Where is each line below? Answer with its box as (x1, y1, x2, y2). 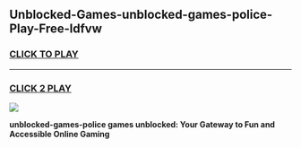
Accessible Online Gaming (9, 128, 110, 139)
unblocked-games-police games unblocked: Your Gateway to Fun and (9, 118, 276, 129)
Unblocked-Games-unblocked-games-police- (9, 7, 273, 22)
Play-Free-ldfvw (9, 22, 103, 37)
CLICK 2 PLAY (9, 82, 72, 94)
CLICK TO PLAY (9, 48, 79, 61)
